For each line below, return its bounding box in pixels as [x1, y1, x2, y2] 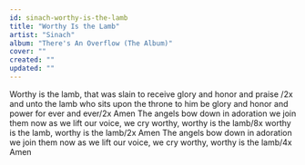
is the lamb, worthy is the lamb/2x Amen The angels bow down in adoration [9, 127, 293, 138]
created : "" [9, 55, 55, 64]
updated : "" [9, 64, 55, 73]
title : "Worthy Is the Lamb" [9, 22, 120, 31]
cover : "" [9, 47, 47, 56]
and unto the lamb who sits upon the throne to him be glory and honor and [9, 98, 289, 109]
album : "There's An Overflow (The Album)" [9, 38, 173, 48]
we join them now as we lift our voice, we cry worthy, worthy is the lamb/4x [9, 137, 293, 148]
